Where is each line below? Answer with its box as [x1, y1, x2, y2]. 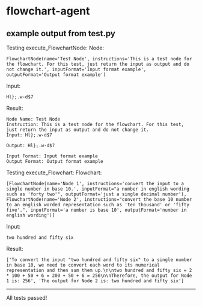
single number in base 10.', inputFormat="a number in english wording [6, 186, 189, 192]
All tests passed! [6, 294, 47, 301]
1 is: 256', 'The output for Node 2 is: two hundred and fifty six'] [6, 278, 185, 284]
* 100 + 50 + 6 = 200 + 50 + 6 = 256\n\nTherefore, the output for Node [6, 273, 192, 279]
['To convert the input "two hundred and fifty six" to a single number [6, 257, 192, 263]
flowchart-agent [6, 4, 90, 18]
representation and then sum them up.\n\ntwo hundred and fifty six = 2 [6, 267, 192, 273]
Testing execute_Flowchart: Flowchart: [6, 169, 102, 176]
